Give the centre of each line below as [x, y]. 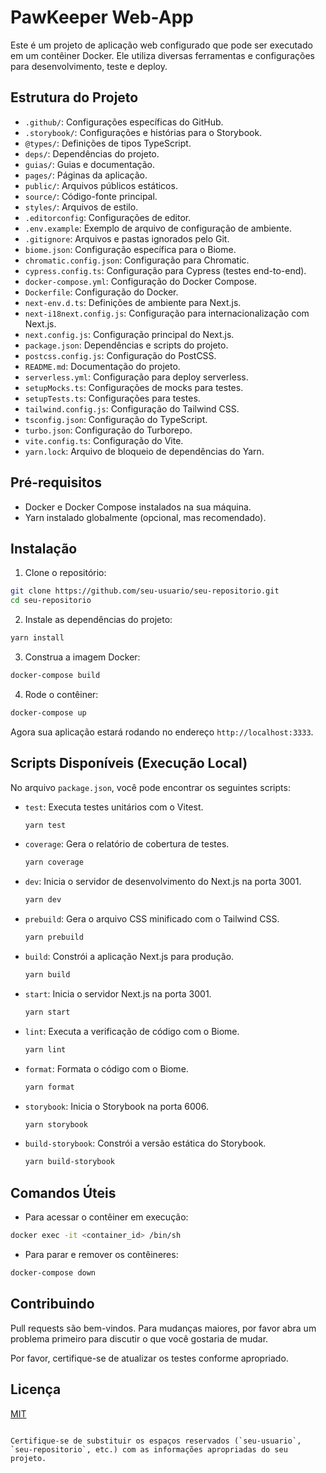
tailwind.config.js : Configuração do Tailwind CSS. [132, 408]
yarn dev [43, 900]
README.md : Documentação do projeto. [102, 366]
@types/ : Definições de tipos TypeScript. [108, 143]
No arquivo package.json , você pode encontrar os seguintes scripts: [150, 787]
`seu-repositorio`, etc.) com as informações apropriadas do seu [149, 1449]
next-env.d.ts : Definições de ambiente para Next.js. [133, 302]
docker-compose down [53, 1273]
